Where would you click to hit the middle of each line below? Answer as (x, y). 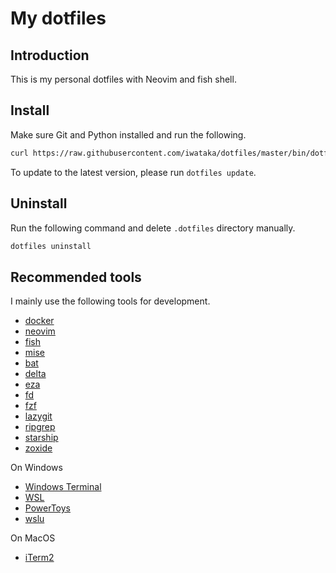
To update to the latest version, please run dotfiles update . (133, 172)
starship (41, 438)
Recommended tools (76, 277)
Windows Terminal (63, 487)
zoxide (38, 448)
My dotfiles (58, 18)
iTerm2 (39, 558)
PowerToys (47, 508)
